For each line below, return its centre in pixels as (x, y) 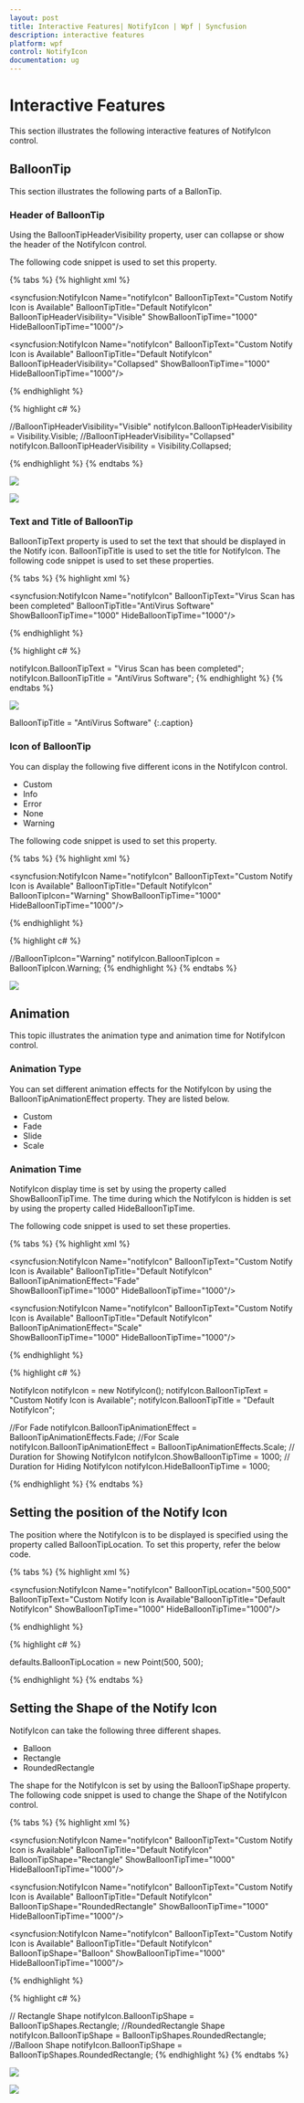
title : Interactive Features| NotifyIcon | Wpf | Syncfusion (128, 26)
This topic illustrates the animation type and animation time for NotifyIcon (147, 1036)
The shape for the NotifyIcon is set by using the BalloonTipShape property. (150, 1785)
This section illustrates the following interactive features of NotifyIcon (140, 131)
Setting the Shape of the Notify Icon (113, 1709)
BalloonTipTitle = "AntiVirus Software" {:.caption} (101, 723)
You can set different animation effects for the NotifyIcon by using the (141, 1088)
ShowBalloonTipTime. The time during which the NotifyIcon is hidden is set (151, 1199)
